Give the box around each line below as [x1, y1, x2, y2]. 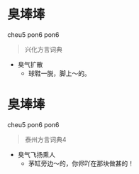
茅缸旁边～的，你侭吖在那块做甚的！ [28, 159, 135, 168]
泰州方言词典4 [24, 135, 67, 143]
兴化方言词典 [24, 45, 62, 53]
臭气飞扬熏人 [17, 150, 55, 158]
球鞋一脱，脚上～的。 [28, 69, 91, 77]
